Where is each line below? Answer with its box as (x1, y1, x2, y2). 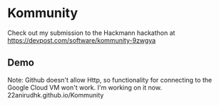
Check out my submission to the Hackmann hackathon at (7, 28, 175, 37)
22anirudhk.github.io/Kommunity (7, 90, 104, 99)
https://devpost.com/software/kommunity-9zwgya (7, 36, 156, 44)
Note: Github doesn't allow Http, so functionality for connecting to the (7, 75, 213, 84)
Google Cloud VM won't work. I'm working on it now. (7, 83, 163, 92)
